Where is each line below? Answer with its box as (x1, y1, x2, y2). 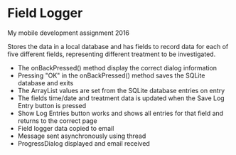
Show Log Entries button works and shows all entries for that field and (17, 109, 224, 117)
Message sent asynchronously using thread (17, 132, 146, 140)
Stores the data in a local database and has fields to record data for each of (7, 42, 229, 50)
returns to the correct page (17, 116, 97, 125)
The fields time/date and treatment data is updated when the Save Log (17, 94, 225, 102)
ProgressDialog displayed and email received (17, 139, 151, 147)
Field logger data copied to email (17, 124, 114, 132)
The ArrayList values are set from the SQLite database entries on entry (17, 86, 225, 95)
